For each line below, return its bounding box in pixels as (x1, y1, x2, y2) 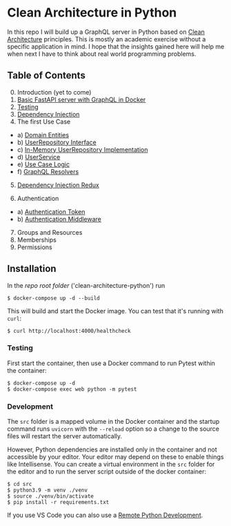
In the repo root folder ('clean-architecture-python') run (7, 281, 165, 289)
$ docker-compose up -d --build (7, 295, 100, 302)
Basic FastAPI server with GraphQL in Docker (17, 95, 146, 104)
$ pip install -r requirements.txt (7, 499, 110, 506)
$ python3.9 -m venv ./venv (7, 487, 88, 494)
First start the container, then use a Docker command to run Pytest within (7, 359, 216, 367)
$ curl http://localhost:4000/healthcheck (7, 327, 131, 334)
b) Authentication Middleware (17, 215, 102, 223)
